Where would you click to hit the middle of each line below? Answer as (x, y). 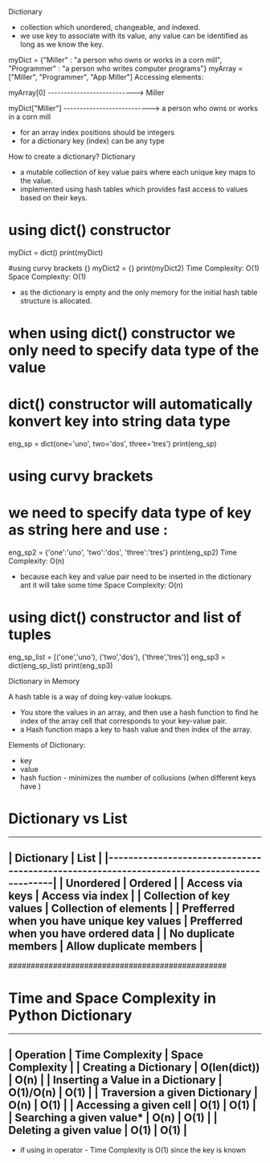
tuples (30, 635)
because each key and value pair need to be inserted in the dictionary (135, 577)
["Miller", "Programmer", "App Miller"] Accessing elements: (106, 77)
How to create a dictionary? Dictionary (72, 157)
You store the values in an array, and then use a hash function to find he (139, 712)
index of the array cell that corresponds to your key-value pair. (123, 721)
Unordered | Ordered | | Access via (154, 883)
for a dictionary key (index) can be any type (92, 141)
